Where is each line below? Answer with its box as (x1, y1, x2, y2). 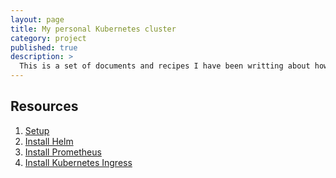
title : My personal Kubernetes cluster (10, 24, 177, 34)
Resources (10, 98, 79, 115)
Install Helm (24, 135, 74, 147)
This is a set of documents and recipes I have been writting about (19, 61, 311, 71)
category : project (10, 33, 87, 43)
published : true (10, 42, 78, 53)
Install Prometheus (24, 146, 102, 158)
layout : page (10, 14, 65, 25)
